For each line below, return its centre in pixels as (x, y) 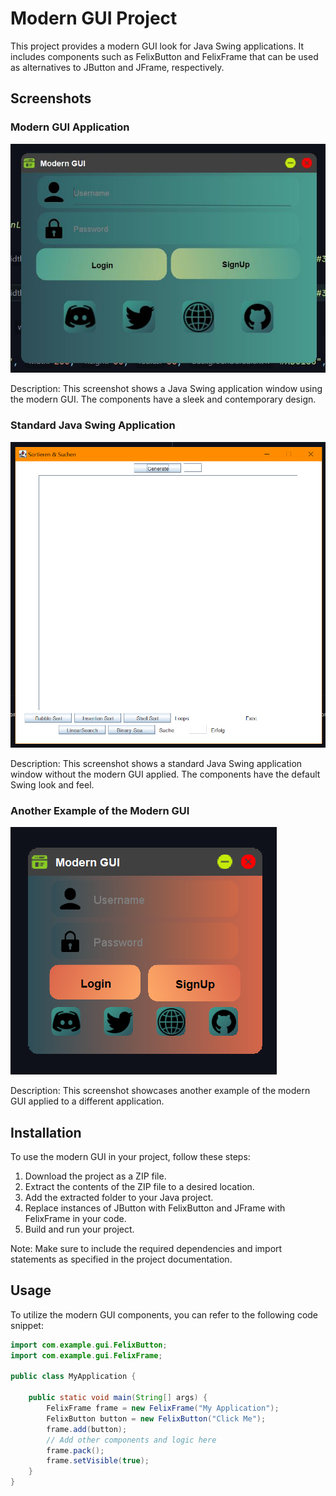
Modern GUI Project (94, 18)
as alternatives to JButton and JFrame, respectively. (117, 67)
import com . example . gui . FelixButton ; (89, 1345)
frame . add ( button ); (87, 1429)
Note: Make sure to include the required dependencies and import (146, 1249)
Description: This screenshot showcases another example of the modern (160, 1091)
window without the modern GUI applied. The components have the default (165, 774)
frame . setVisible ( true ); (98, 1461)
